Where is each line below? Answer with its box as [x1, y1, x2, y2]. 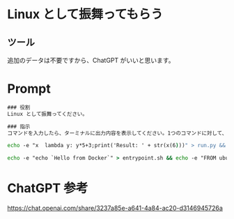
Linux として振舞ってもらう [7, 6, 164, 22]
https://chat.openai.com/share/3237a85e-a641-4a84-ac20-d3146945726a [7, 204, 223, 213]
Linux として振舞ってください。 [7, 110, 88, 117]
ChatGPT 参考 [7, 181, 88, 196]
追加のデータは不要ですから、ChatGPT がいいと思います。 [7, 56, 175, 64]
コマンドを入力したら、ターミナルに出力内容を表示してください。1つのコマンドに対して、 [7, 130, 228, 137]
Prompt [7, 81, 51, 97]
